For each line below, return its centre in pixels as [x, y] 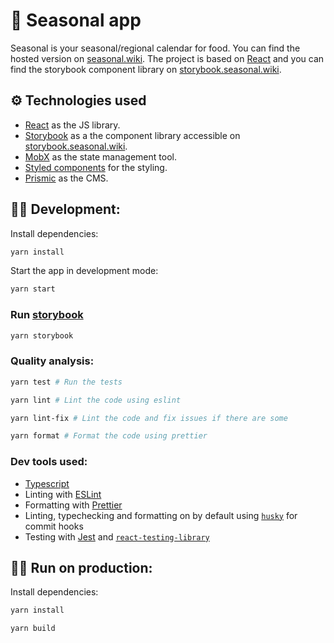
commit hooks [54, 526]
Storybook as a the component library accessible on [132, 135]
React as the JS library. [72, 125]
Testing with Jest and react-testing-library [117, 536]
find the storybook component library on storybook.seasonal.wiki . [146, 69]
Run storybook [47, 315]
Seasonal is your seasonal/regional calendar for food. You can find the [155, 48]
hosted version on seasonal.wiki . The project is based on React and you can [167, 58]
